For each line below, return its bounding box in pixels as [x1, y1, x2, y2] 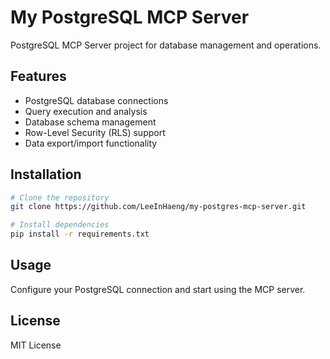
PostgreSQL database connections [24, 94, 169, 106]
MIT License [10, 339, 62, 351]
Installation [10, 166, 82, 183]
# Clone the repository [10, 192, 110, 203]
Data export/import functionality [24, 137, 158, 149]
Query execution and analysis [24, 105, 148, 117]
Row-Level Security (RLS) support [24, 126, 166, 138]
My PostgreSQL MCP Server [10, 6, 250, 29]
